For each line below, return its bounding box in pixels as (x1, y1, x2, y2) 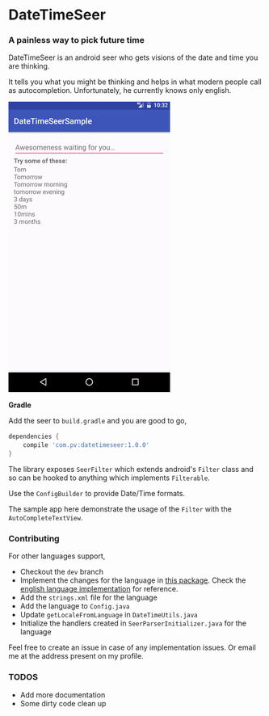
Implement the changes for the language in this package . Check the (19, 575, 246, 585)
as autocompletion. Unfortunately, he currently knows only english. (8, 86, 232, 95)
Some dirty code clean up (19, 698, 107, 708)
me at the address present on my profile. (8, 651, 144, 661)
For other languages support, (8, 551, 106, 561)
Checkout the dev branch (19, 567, 103, 577)
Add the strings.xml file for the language (19, 592, 158, 603)
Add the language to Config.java (19, 601, 130, 611)
